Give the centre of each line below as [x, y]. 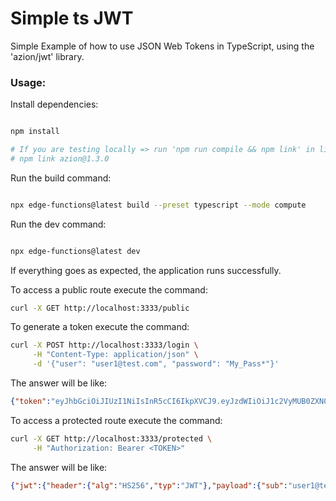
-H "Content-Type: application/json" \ [115, 355]
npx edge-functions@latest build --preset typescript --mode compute [158, 205]
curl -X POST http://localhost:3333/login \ [104, 345]
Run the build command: [61, 178]
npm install [35, 132]
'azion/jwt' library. [47, 56]
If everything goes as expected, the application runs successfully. [146, 270]
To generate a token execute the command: [100, 327]
